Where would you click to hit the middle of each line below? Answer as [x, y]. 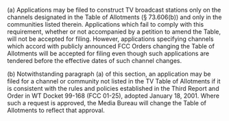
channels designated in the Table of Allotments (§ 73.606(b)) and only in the [114, 17]
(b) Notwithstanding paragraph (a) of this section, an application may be [109, 74]
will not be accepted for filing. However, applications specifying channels [110, 39]
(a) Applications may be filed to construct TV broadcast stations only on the [114, 10]
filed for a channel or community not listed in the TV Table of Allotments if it [114, 81]
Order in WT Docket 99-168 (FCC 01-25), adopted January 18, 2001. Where [113, 96]
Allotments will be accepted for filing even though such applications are [108, 53]
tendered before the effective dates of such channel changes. [95, 60]
